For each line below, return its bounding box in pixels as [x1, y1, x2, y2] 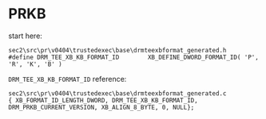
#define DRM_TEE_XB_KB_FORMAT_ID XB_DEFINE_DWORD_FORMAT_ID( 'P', [8, 53, 260, 61]
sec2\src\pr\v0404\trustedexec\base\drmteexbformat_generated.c [8, 89, 227, 98]
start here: [8, 31, 42, 40]
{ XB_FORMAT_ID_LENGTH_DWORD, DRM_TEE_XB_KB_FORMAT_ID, [8, 96, 198, 104]
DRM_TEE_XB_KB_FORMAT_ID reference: [8, 74, 127, 83]
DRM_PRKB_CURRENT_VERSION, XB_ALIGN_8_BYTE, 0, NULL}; [8, 103, 195, 111]
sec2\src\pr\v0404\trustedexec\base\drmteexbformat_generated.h [8, 46, 227, 54]
